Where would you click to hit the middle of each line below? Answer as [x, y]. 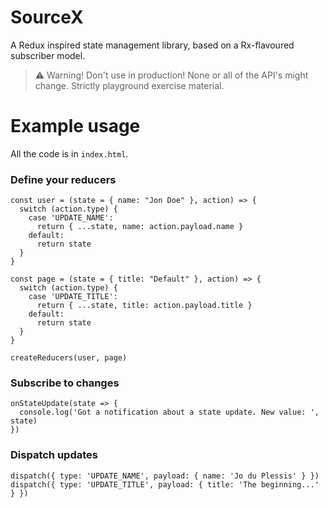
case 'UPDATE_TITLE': [73, 297]
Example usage [75, 126]
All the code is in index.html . [69, 153]
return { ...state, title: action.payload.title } [144, 306]
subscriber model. [48, 55]
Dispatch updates [54, 455]
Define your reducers [63, 179]
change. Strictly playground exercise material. [129, 85]
